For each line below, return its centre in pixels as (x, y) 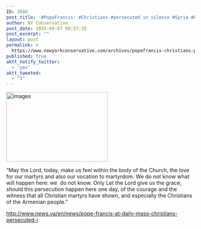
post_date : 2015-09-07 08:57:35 (46, 28)
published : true (26, 56)
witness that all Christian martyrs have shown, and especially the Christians (99, 196)
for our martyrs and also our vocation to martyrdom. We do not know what (98, 176)
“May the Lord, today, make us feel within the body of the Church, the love (98, 170)
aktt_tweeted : (24, 73)
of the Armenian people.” (37, 202)
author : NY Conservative (37, 23)
